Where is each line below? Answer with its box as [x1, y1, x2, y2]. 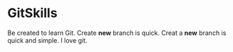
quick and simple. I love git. [7, 36, 88, 44]
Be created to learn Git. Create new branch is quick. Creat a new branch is [7, 28, 227, 37]
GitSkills [7, 5, 58, 21]
